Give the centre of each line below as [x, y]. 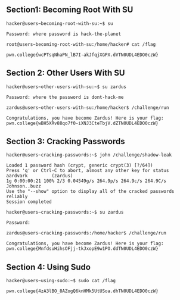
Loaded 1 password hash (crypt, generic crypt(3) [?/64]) [80, 165]
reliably [17, 197]
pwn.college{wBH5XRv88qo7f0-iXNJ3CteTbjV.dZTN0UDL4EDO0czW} [83, 123]
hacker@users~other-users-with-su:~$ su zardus [66, 87]
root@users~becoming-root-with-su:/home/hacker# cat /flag [81, 44]
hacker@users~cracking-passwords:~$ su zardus [65, 212]
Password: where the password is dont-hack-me [65, 97]
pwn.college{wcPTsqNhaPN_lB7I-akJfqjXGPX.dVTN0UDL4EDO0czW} [83, 55]
